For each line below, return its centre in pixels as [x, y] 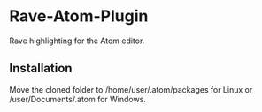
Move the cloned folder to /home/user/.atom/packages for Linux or [131, 89]
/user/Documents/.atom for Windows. [77, 99]
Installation [41, 68]
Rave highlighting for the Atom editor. [77, 41]
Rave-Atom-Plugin [79, 16]
